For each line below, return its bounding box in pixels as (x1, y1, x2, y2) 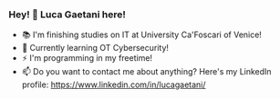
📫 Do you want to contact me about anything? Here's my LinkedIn (21, 66, 272, 77)
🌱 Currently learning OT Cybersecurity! (21, 43, 170, 54)
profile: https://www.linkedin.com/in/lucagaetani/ (21, 79, 206, 90)
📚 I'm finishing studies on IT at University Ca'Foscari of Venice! (21, 29, 262, 40)
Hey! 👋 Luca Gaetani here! (8, 8, 127, 21)
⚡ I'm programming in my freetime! (21, 53, 152, 64)
